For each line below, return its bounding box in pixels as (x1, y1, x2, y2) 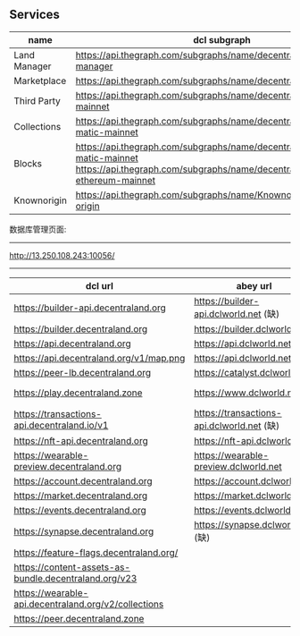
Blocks (13, 157, 43, 169)
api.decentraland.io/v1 (13, 419, 109, 431)
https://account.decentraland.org (13, 474, 154, 487)
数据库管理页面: (9, 224, 67, 234)
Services (9, 7, 61, 22)
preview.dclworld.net (193, 460, 283, 472)
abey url (236, 279, 272, 292)
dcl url (85, 279, 114, 292)
